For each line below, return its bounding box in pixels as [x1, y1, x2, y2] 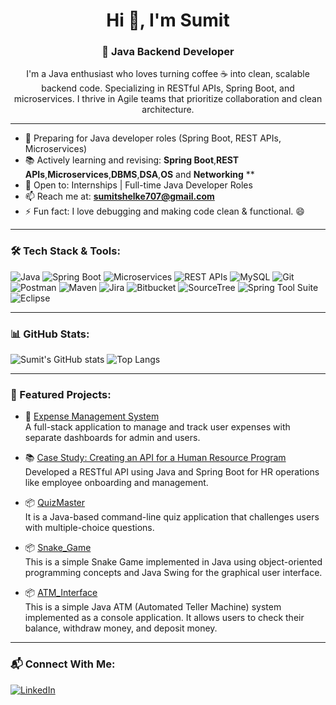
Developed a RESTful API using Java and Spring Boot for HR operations [24, 466, 320, 478]
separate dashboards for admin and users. [24, 432, 201, 444]
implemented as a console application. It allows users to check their [24, 612, 305, 624]
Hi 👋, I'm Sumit [106, 9, 230, 32]
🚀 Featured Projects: [10, 388, 112, 401]
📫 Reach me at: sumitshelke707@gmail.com [24, 190, 215, 203]
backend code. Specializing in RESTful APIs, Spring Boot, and [41, 82, 295, 94]
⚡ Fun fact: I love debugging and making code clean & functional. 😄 [24, 205, 305, 218]
